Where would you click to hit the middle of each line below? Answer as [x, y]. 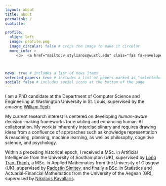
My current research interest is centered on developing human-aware [76, 116]
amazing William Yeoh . [28, 107]
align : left [22, 37]
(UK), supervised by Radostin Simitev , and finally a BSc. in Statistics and [79, 168]
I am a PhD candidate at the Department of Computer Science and [73, 96]
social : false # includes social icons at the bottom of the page [75, 82]
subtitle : [15, 23]
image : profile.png [30, 42]
